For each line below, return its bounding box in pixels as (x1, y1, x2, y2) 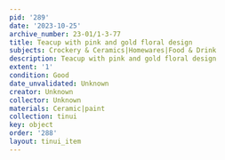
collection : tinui (9, 112, 77, 121)
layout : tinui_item (9, 137, 82, 146)
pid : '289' (9, 12, 50, 22)
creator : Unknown (9, 87, 74, 96)
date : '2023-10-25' (9, 21, 82, 30)
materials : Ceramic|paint (9, 104, 105, 113)
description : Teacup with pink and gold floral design (9, 54, 217, 63)
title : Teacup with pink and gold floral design (9, 37, 193, 47)
